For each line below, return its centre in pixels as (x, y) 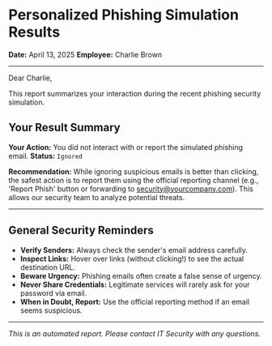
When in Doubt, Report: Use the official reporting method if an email (134, 301)
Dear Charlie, (30, 78)
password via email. (53, 293)
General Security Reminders (81, 231)
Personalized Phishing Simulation (123, 15)
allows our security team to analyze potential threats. (97, 197)
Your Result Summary (64, 128)
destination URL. (47, 267)
